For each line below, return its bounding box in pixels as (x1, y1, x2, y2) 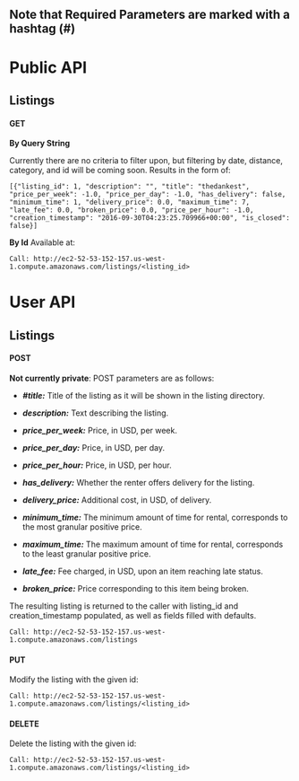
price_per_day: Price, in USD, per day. (21, 442, 166, 452)
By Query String (9, 138, 71, 149)
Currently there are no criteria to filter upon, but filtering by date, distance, (9, 155, 284, 166)
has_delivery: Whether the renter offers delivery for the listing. (21, 477, 255, 487)
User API (9, 292, 76, 312)
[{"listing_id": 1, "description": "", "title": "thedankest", (9, 182, 251, 191)
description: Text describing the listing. (21, 408, 169, 418)
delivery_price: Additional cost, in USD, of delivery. (21, 494, 212, 505)
